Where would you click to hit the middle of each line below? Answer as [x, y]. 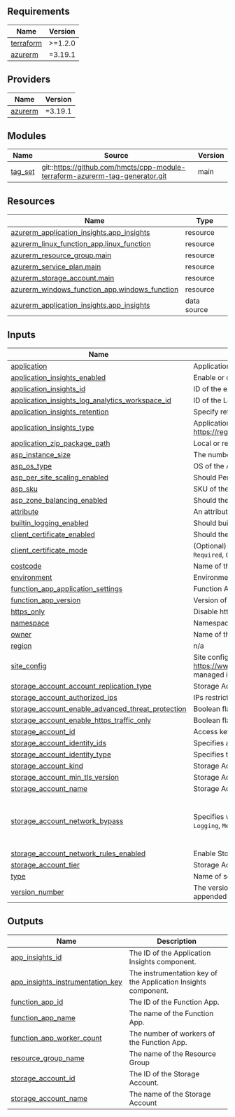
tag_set [23, 172]
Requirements [38, 12]
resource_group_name [48, 1058]
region [21, 646]
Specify [206, 412]
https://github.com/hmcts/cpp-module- [120, 168]
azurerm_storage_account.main [63, 278]
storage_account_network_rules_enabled [78, 853]
